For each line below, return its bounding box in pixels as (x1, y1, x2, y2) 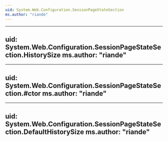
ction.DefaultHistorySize (5, 127, 84, 136)
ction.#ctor (5, 89, 41, 97)
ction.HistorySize (5, 50, 61, 59)
